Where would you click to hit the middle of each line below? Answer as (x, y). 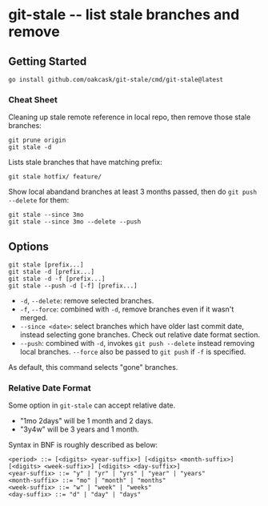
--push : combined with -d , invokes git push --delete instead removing (137, 343)
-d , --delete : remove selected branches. (87, 301)
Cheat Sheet (33, 99)
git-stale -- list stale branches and (124, 15)
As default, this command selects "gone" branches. (93, 367)
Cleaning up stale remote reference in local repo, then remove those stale (130, 117)
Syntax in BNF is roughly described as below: (83, 445)
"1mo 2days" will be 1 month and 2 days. (86, 421)
